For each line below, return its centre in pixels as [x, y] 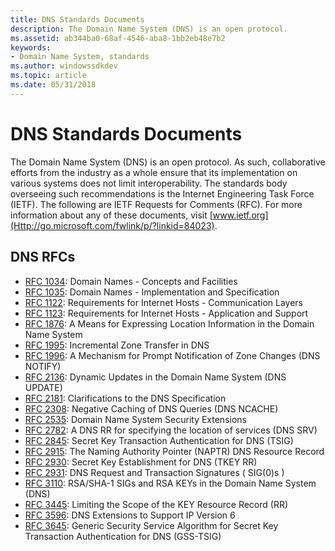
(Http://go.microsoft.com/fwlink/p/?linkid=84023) [112, 225]
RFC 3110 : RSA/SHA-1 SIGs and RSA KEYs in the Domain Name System [170, 483]
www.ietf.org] [240, 215]
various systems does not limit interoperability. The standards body [149, 183]
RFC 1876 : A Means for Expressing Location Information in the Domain [169, 323]
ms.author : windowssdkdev [64, 66]
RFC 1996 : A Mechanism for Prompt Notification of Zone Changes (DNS [172, 355]
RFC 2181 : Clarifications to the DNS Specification [125, 398]
